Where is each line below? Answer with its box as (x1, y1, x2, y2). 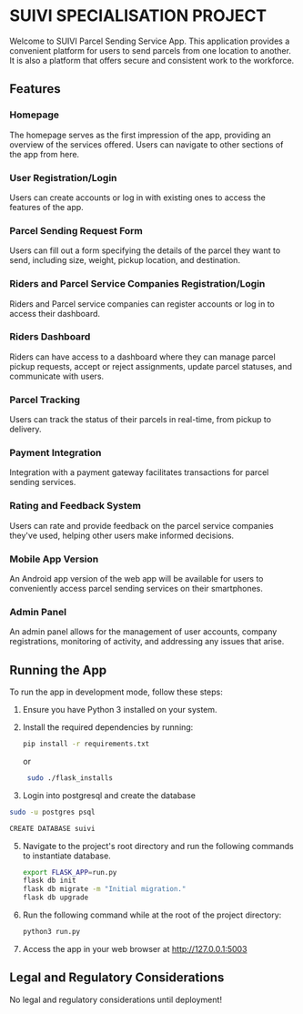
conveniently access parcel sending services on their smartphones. (9, 583, 264, 593)
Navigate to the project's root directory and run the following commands (22, 840, 294, 851)
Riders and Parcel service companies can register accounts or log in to (9, 298, 275, 309)
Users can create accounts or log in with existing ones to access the (9, 192, 266, 203)
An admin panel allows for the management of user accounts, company (9, 626, 278, 637)
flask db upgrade (22, 893, 89, 902)
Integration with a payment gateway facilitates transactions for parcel (9, 467, 269, 478)
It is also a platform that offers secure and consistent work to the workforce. (9, 55, 295, 66)
